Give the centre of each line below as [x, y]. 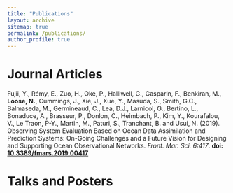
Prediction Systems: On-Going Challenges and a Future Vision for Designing [117, 138]
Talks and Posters [60, 181]
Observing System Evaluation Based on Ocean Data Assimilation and [106, 131]
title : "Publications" [40, 14]
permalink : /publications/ [47, 33]
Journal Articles [55, 74]
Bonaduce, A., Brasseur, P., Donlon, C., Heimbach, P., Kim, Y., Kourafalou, [114, 116]
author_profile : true [39, 40]
